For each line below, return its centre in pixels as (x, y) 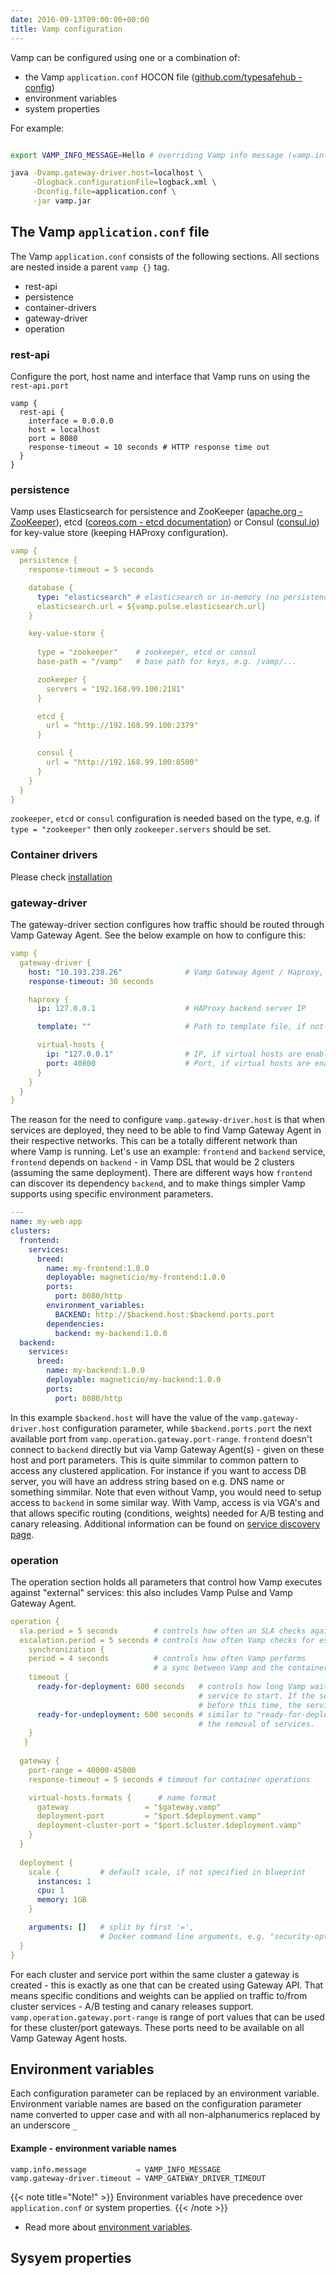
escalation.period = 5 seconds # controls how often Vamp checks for (167, 1640)
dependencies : (75, 1324)
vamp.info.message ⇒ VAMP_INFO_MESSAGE (116, 2169)
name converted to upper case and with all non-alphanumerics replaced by (165, 2115)
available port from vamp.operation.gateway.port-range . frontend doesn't (161, 1438)
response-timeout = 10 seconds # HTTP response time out (149, 447)
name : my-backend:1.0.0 (95, 1371)
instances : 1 (64, 1881)
